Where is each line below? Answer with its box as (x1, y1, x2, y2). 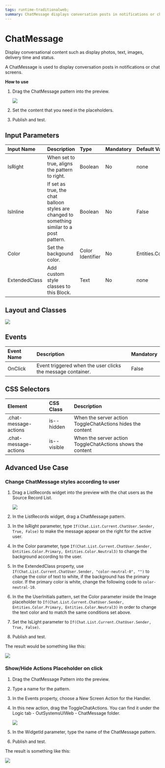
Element (7, 402, 27, 409)
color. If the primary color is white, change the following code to (12, 579, 142, 585)
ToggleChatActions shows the (74, 440, 143, 447)
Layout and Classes (5, 306, 67, 314)
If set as (47, 181, 66, 187)
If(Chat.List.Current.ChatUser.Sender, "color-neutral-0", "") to (12, 568, 150, 575)
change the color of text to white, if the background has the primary (12, 574, 150, 580)
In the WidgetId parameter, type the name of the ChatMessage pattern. (12, 729, 156, 735)
